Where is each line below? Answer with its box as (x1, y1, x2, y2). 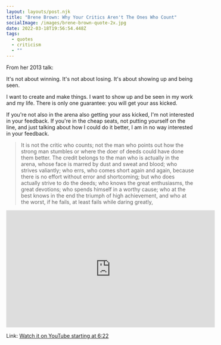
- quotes (11, 36, 33, 42)
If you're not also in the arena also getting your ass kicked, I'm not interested (6, 111, 194, 118)
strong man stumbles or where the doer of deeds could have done (20, 148, 184, 155)
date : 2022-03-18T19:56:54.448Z (6, 25, 86, 32)
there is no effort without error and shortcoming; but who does (20, 173, 175, 180)
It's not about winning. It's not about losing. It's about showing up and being (6, 75, 193, 82)
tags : (6, 31, 20, 37)
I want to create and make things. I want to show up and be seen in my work (6, 93, 194, 100)
